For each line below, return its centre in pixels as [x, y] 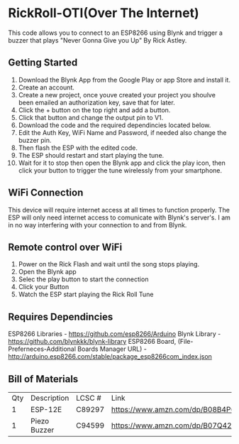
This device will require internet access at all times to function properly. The [119, 210]
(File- [185, 342]
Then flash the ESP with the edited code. [78, 148]
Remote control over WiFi [65, 247]
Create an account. [46, 87]
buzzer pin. [35, 140]
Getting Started [43, 63]
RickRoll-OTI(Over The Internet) [104, 13]
